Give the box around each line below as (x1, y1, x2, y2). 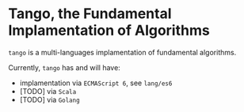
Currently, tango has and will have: (8, 62, 120, 72)
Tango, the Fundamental (8, 5, 172, 23)
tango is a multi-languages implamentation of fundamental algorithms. (8, 47, 237, 57)
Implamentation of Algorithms (8, 21, 210, 39)
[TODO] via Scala (19, 86, 77, 95)
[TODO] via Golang (19, 95, 81, 104)
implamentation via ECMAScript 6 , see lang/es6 (19, 78, 173, 88)
